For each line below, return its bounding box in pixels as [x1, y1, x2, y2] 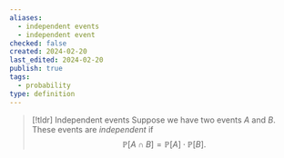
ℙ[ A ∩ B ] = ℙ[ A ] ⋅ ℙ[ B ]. [122, 138, 207, 150]
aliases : [9, 13, 43, 23]
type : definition [9, 89, 76, 98]
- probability [17, 81, 71, 90]
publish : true [9, 64, 64, 74]
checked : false [9, 38, 67, 48]
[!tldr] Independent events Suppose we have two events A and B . [31, 114, 276, 125]
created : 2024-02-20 [9, 47, 88, 56]
